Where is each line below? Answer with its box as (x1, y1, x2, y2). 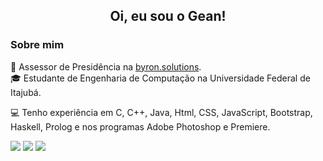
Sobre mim (10, 38, 65, 52)
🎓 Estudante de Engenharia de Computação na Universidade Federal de (10, 72, 311, 84)
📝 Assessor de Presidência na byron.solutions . (10, 60, 202, 73)
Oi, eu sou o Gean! (109, 8, 227, 25)
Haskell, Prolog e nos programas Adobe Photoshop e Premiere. (10, 120, 271, 133)
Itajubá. (10, 86, 42, 98)
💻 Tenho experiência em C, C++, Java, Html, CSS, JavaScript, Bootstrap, (10, 106, 313, 118)
